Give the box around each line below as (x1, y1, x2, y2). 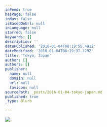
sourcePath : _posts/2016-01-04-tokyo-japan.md (5, 90, 103, 95)
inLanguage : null (5, 26, 41, 31)
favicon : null (9, 85, 38, 90)
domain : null (9, 76, 36, 81)
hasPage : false (5, 12, 36, 17)
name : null (9, 71, 32, 76)
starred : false (5, 30, 36, 35)
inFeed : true (5, 7, 32, 12)
